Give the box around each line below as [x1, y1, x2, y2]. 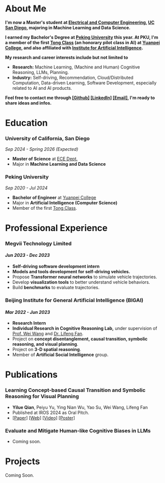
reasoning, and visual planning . [12, 341, 79, 347]
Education [5, 118, 48, 129]
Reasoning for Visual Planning [5, 393, 79, 400]
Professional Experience [5, 222, 108, 234]
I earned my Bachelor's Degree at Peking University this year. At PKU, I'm [5, 34, 159, 40]
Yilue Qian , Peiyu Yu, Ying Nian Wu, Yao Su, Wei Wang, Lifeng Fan [12, 404, 148, 410]
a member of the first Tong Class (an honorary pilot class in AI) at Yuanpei [5, 39, 160, 45]
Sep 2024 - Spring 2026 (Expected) [5, 146, 79, 152]
